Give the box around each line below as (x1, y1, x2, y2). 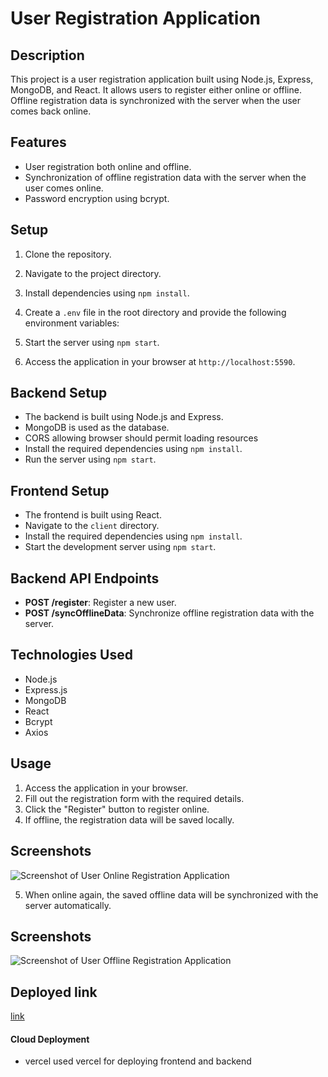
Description (10, 47, 85, 64)
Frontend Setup (10, 482, 110, 499)
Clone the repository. (24, 248, 112, 260)
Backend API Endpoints (10, 570, 160, 587)
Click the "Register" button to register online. (24, 803, 210, 815)
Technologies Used (10, 647, 133, 664)
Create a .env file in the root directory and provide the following (24, 306, 287, 318)
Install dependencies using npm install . (24, 287, 190, 299)
